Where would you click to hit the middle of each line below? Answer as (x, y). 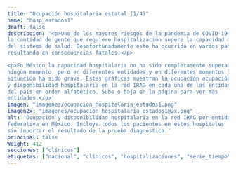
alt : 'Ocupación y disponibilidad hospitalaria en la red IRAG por (108, 118)
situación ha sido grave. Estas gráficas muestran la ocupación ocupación (119, 78)
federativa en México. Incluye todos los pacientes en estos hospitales (116, 124)
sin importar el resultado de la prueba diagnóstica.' (89, 130)
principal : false (33, 137)
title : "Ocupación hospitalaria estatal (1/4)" (78, 14)
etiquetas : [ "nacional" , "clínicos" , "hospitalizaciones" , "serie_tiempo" (119, 157)
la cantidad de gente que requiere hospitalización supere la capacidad (116, 40)
